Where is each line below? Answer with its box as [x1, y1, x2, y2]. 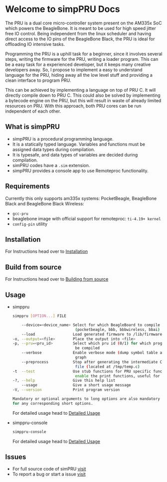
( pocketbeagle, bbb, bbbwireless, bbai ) [75, 327, 161, 332]
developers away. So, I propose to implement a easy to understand [5, 66, 143, 73]
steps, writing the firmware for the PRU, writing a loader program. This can [5, 56, 159, 62]
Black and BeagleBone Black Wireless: [5, 200, 84, 206]
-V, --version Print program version [12, 387, 120, 392]
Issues [5, 453, 26, 462]
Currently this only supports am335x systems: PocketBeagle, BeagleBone [5, 195, 157, 201]
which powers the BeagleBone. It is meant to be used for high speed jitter [5, 25, 156, 31]
